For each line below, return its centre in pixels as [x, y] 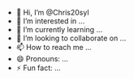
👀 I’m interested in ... [50, 21]
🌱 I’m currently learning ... [59, 29]
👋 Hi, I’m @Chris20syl [52, 12]
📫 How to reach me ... [54, 47]
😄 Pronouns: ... [42, 59]
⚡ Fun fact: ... [38, 68]
